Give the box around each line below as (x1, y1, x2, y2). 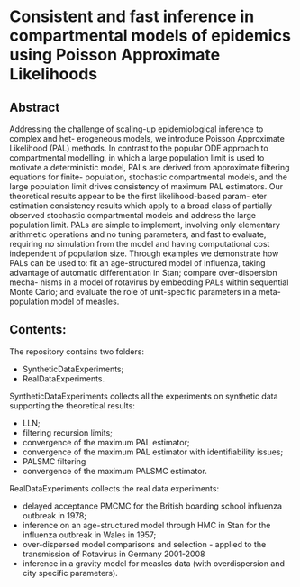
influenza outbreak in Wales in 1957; (22, 529, 157, 540)
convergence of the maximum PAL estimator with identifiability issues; (22, 446, 284, 457)
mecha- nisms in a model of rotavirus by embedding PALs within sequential (9, 277, 289, 288)
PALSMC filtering (22, 455, 86, 466)
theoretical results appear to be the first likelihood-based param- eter (9, 191, 268, 201)
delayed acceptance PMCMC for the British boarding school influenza (22, 500, 282, 511)
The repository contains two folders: (9, 345, 144, 357)
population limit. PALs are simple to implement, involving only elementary (9, 219, 281, 230)
